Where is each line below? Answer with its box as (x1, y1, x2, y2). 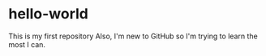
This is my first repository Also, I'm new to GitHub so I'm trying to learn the (8, 31, 258, 41)
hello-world (8, 5, 89, 23)
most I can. (8, 39, 46, 49)
